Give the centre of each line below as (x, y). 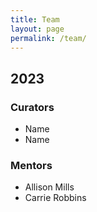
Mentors (31, 165)
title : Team (35, 19)
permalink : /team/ (48, 38)
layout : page (37, 29)
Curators (32, 107)
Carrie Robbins (55, 198)
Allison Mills (49, 187)
